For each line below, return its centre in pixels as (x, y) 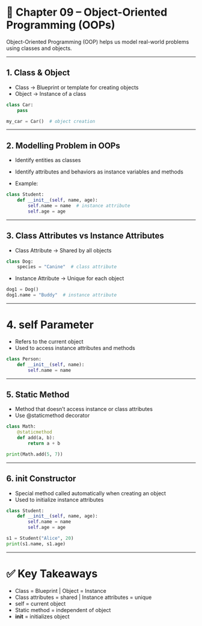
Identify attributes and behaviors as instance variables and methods (99, 172)
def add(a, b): (36, 438)
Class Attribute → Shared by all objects (63, 250)
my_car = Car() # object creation (51, 121)
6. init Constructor (41, 479)
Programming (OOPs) (61, 25)
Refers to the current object (49, 341)
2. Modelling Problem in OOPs (63, 146)
